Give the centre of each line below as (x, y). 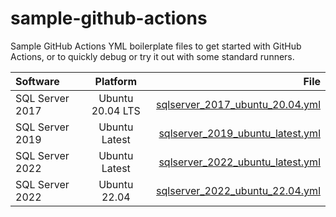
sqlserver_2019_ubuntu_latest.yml (239, 133)
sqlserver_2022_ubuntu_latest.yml (239, 162)
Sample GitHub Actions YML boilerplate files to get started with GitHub (156, 46)
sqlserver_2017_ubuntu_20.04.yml (238, 104)
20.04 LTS (116, 110)
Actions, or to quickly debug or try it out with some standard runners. (152, 56)
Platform (115, 81)
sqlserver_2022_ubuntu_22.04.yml (238, 190)
